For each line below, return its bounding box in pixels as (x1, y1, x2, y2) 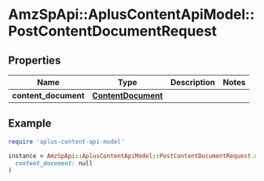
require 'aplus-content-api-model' (8, 138, 125, 146)
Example (8, 116, 52, 131)
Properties (8, 54, 61, 67)
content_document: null (15, 159, 93, 167)
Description (170, 77, 215, 87)
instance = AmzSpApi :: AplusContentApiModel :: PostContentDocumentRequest (8, 152, 251, 160)
